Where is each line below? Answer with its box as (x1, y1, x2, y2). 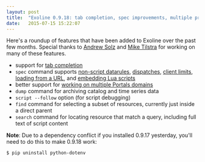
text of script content (15, 120, 68, 127)
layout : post (6, 9, 40, 15)
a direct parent (15, 107, 52, 114)
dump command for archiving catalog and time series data (15, 88, 159, 95)
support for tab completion (15, 62, 83, 69)
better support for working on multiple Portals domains (15, 81, 154, 88)
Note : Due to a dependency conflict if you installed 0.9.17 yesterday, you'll (6, 132, 193, 139)
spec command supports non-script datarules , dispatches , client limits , (15, 68, 193, 76)
